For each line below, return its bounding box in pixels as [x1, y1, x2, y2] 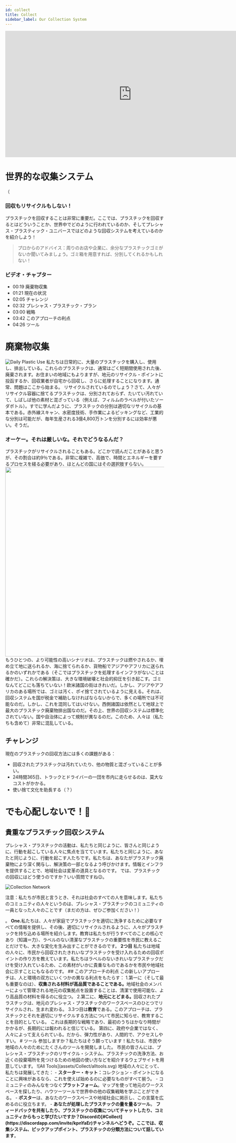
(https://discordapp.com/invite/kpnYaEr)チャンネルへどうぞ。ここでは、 [5, 1120, 159, 1126]
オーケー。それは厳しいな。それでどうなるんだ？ [5, 436, 124, 443]
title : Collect [5, 12, 37, 17]
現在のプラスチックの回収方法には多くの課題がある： [5, 750, 116, 756]
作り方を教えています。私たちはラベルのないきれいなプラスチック [22, 955, 159, 962]
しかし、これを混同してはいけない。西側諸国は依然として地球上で [27, 701, 164, 707]
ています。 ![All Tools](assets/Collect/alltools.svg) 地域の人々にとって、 [14, 1063, 162, 1069]
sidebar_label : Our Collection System [5, 17, 87, 22]
